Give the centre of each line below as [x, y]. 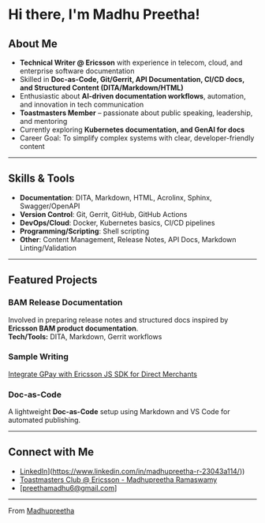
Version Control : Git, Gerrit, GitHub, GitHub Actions [103, 214]
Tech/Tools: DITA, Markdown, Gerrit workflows [85, 336]
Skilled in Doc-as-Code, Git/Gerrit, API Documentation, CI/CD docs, [132, 79]
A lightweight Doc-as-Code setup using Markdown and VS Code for [119, 412]
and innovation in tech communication [82, 105]
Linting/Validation [48, 248]
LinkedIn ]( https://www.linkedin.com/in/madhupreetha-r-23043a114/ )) [132, 471]
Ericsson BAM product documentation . [73, 328]
